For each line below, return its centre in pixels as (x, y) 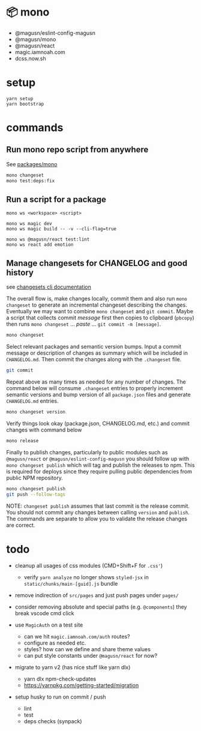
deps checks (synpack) (53, 721)
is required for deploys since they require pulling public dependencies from (99, 471)
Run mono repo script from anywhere (77, 150)
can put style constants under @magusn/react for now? (91, 656)
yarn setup (20, 98)
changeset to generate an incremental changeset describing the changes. (97, 305)
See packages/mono (32, 164)
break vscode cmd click (44, 613)
